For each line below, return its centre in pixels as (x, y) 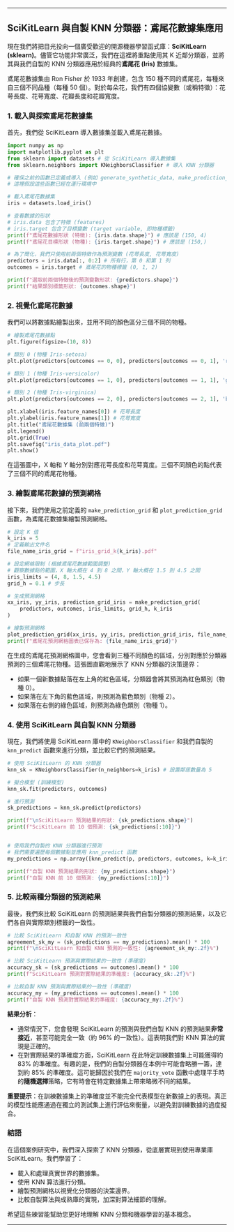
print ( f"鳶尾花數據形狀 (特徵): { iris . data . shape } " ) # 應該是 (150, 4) (107, 235)
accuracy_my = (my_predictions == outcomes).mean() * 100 (93, 993)
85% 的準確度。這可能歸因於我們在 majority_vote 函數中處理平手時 (128, 1072)
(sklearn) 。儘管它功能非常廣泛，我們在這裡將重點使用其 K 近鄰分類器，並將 (116, 55)
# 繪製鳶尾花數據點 (31, 336)
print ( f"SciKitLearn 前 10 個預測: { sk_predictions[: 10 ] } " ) (94, 827)
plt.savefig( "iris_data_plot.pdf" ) (59, 444)
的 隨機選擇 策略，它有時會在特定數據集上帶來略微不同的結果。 (106, 1081)
